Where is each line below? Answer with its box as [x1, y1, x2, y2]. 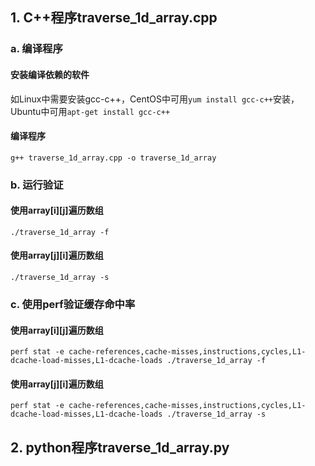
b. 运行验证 [10, 178, 64, 192]
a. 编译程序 [10, 42, 63, 56]
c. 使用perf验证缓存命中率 [10, 297, 136, 311]
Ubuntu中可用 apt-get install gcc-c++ [10, 105, 171, 117]
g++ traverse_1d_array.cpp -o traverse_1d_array [10, 153, 217, 163]
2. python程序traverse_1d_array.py [10, 439, 230, 456]
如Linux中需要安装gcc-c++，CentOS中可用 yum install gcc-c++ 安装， [10, 93, 300, 105]
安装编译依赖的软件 [10, 68, 90, 80]
